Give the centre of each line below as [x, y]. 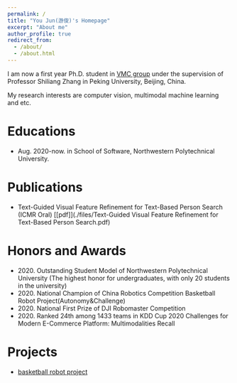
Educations [42, 131]
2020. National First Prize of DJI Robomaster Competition [101, 308]
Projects [33, 352]
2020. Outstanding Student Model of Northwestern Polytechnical [112, 270]
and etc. [20, 102]
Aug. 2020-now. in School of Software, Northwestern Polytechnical [116, 151]
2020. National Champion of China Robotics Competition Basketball [116, 293]
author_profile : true [39, 34]
